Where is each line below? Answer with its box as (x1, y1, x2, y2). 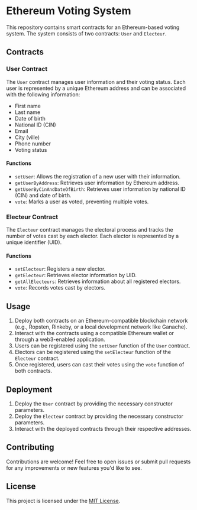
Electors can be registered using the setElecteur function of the (14, 349, 172, 356)
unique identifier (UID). (6, 239, 62, 246)
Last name (14, 108, 41, 116)
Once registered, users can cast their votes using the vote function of (14, 361, 185, 368)
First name (14, 102, 41, 109)
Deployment (6, 384, 53, 394)
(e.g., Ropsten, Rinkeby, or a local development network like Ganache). (14, 323, 188, 330)
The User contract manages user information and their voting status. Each (6, 78, 186, 85)
